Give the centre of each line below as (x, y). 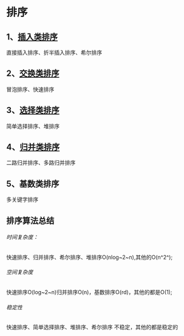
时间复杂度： (22, 237)
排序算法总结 (30, 220)
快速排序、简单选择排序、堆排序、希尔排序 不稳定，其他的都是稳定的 (92, 327)
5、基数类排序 (33, 184)
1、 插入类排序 (32, 37)
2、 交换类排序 (33, 74)
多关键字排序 (22, 200)
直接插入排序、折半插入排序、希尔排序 (54, 53)
